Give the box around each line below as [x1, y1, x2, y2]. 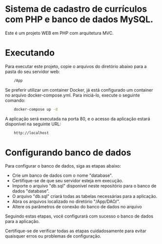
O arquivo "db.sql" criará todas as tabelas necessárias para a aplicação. [12, 194, 158, 199]
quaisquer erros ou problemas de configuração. [5, 233, 101, 239]
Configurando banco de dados [5, 147, 131, 158]
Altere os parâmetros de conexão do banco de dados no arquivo [12, 204, 142, 210]
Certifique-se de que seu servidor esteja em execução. [12, 178, 123, 184]
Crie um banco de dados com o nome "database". [12, 172, 113, 178]
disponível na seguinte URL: [5, 121, 61, 127]
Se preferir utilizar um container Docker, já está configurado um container [5, 87, 153, 93]
